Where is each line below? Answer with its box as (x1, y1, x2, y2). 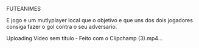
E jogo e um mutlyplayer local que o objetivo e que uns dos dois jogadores (6, 17, 194, 23)
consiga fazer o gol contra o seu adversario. (6, 23, 117, 30)
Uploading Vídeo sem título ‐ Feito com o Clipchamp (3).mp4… (6, 35, 163, 41)
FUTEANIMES (6, 5, 41, 12)
